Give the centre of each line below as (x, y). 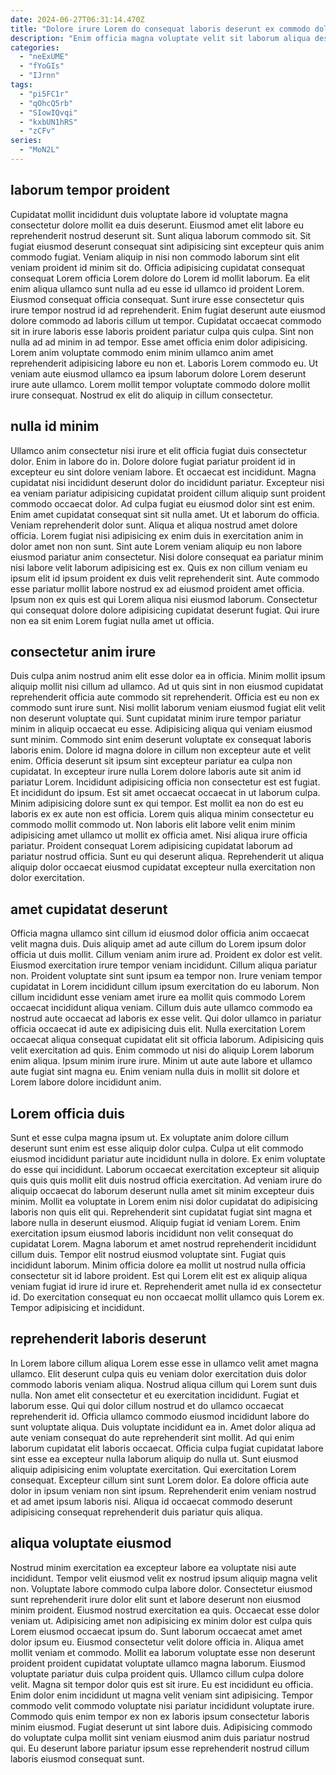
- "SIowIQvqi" (48, 112)
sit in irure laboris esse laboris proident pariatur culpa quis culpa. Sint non (162, 331)
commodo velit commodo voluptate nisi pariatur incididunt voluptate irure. (162, 1705)
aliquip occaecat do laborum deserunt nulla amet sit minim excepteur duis (162, 1190)
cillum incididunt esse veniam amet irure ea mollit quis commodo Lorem (158, 997)
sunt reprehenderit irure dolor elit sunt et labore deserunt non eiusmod (156, 1599)
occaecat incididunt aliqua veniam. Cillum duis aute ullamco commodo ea (161, 1008)
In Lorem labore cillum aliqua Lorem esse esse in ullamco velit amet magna (164, 1363)
